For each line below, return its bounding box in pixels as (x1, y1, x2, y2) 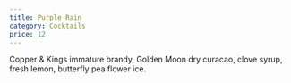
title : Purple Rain (9, 12, 82, 22)
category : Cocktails (9, 21, 87, 30)
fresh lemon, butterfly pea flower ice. (9, 63, 146, 74)
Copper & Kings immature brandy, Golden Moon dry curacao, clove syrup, (9, 54, 283, 65)
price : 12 (9, 29, 47, 38)
